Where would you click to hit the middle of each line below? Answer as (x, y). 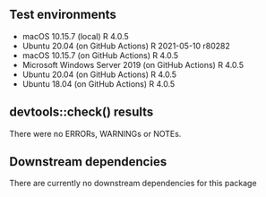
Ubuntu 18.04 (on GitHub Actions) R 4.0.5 (99, 83)
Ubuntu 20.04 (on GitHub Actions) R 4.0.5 (99, 74)
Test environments (63, 15)
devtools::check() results (82, 112)
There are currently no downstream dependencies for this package (133, 184)
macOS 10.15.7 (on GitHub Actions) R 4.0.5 (100, 55)
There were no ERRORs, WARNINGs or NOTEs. (95, 133)
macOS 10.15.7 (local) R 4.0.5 (75, 36)
